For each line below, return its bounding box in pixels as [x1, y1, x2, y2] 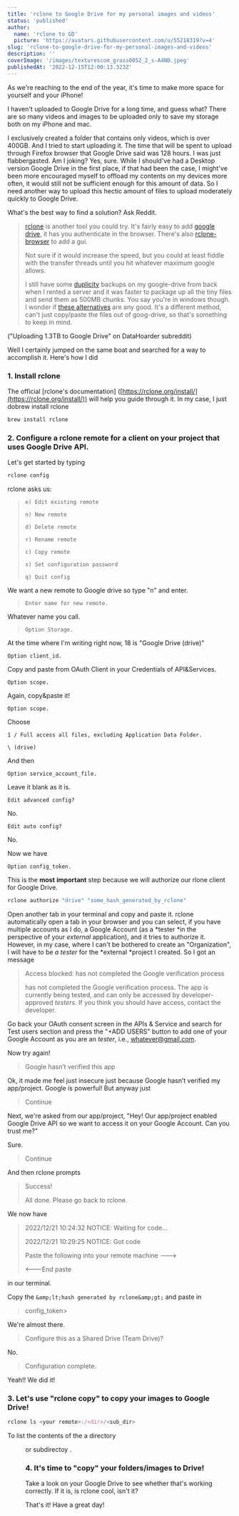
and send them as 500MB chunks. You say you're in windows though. [24, 295, 230, 303]
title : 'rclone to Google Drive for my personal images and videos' [7, 10, 215, 18]
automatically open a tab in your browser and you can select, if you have [7, 917, 221, 926]
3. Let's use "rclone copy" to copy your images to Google [7, 1393, 210, 1403]
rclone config [7, 472, 50, 479]
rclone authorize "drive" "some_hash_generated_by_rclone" [7, 896, 187, 904]
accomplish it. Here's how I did [7, 353, 98, 361]
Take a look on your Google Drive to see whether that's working [25, 1479, 213, 1488]
